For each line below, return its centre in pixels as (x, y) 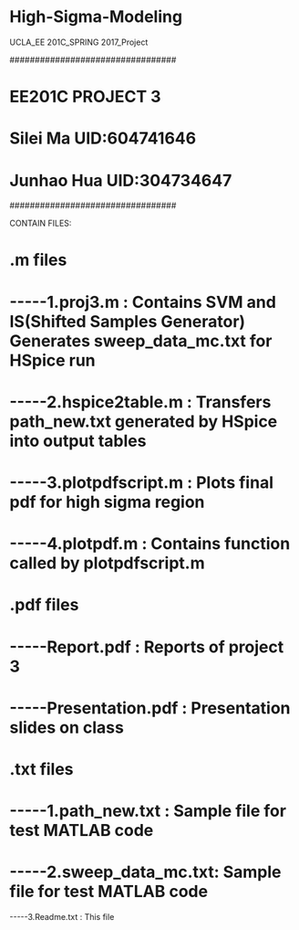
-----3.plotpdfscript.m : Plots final (141, 482)
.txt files (42, 769)
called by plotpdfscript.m (107, 563)
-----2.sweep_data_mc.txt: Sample (145, 872)
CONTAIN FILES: (41, 223)
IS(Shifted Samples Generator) (128, 321)
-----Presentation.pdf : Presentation (150, 708)
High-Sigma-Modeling (96, 17)
